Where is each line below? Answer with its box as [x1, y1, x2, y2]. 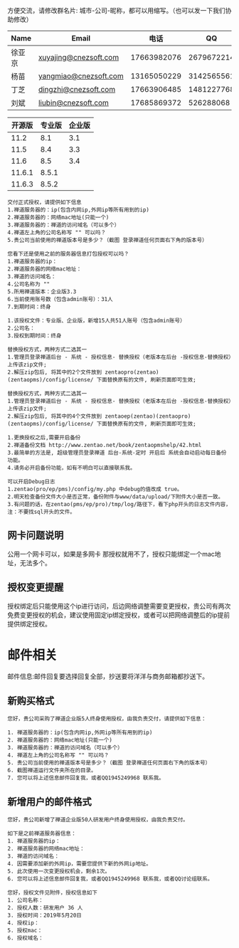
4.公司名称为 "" [7, 280, 51, 288]
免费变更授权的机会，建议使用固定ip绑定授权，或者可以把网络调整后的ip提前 [7, 611, 230, 619]
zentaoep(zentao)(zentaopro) [105, 413, 191, 420]
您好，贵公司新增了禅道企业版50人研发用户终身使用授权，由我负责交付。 [7, 816, 188, 823]
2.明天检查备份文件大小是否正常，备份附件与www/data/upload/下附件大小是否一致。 [7, 493, 224, 500]
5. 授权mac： [7, 927, 43, 934]
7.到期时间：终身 [7, 303, 51, 310]
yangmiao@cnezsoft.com [38, 71, 124, 80]
